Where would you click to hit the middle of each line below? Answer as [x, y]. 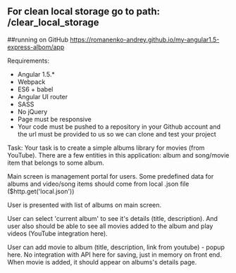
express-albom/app [36, 47]
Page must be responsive [54, 119]
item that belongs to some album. [56, 163]
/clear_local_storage [54, 23]
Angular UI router [43, 96]
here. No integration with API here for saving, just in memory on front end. [114, 254]
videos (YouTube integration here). [57, 233]
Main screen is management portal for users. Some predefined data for [111, 176]
